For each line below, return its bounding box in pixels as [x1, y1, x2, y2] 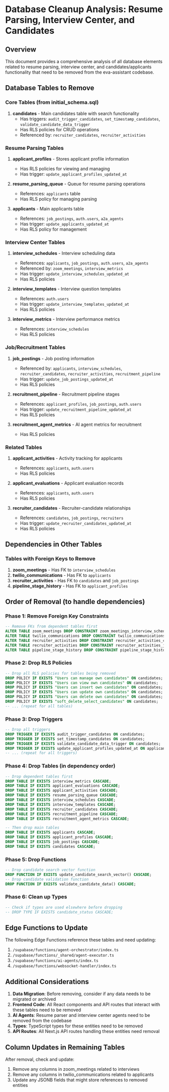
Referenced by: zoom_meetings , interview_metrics [20, 265, 123, 271]
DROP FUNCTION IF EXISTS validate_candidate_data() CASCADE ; [5, 882, 136, 887]
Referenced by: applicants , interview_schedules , [20, 365, 122, 371]
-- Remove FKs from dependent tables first [5, 624, 98, 629]
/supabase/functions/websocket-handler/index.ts [12, 964, 117, 969]
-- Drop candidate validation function [5, 877, 89, 882]
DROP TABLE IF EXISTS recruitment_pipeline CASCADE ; [5, 811, 118, 816]
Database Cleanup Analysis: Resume [5, 4, 163, 15]
